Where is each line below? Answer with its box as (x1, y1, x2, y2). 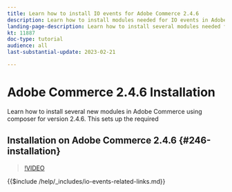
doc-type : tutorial (7, 36, 64, 43)
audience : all (7, 42, 48, 49)
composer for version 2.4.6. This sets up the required (7, 115, 159, 123)
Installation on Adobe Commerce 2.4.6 (7, 135, 177, 146)
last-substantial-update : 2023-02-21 (7, 49, 116, 56)
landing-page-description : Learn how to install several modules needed (7, 23, 221, 30)
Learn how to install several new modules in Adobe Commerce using (7, 107, 202, 115)
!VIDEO (23, 164, 45, 172)
